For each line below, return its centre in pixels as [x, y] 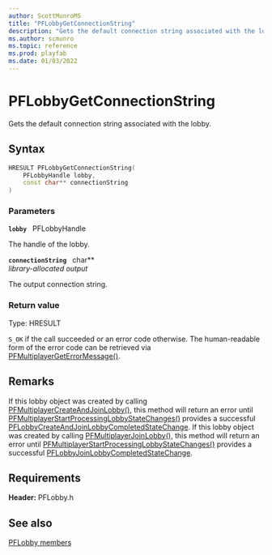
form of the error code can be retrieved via [80, 347]
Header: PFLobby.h [41, 497]
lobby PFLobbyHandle [47, 228]
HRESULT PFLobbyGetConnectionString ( [72, 168]
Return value [34, 305]
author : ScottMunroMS [45, 16]
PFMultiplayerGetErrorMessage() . [64, 356]
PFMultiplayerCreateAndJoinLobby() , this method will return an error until [131, 409]
